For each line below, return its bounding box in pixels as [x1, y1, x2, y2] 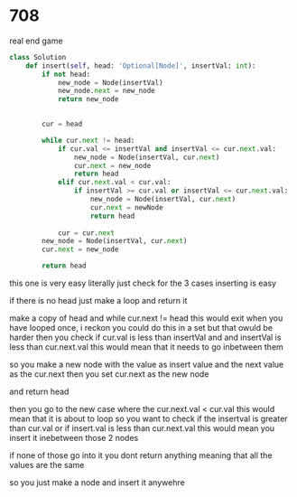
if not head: [42, 70, 91, 79]
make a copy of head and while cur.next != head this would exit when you [9, 313, 283, 324]
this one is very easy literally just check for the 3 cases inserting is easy [9, 277, 277, 289]
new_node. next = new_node [57, 87, 155, 96]
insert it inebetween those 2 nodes [9, 433, 139, 444]
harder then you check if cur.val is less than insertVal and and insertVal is [9, 332, 282, 343]
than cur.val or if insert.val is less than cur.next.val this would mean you [9, 423, 275, 434]
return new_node [57, 95, 119, 104]
